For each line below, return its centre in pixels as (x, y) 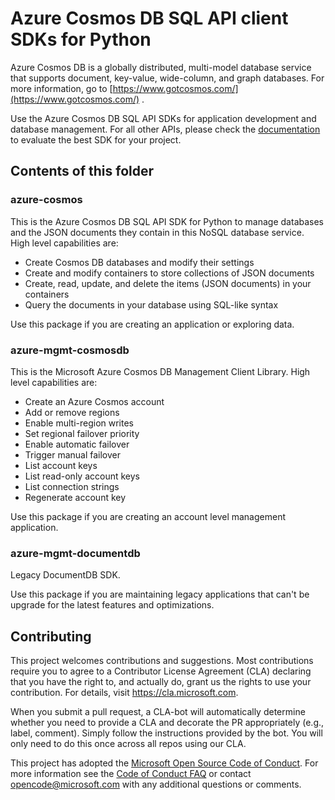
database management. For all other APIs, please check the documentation (165, 129)
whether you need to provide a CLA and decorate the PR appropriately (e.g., (167, 723)
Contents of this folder (82, 171)
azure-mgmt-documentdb (75, 553)
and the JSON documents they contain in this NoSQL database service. (157, 232)
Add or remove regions (72, 412)
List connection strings (72, 486)
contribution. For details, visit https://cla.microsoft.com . (124, 693)
